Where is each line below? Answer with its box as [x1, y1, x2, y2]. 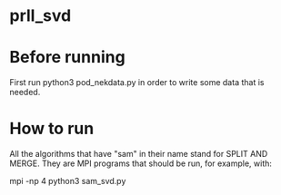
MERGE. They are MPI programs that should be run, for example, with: [9, 158, 273, 169]
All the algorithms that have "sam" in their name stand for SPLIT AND [9, 149, 268, 160]
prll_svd [9, 5, 72, 26]
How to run [9, 119, 95, 139]
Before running [9, 47, 125, 68]
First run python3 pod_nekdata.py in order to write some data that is [9, 77, 265, 88]
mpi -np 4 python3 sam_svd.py [9, 176, 126, 187]
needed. [9, 87, 41, 98]
